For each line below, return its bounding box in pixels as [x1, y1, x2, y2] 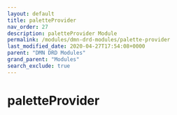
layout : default [7, 10, 55, 18]
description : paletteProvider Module [7, 29, 118, 37]
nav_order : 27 [7, 23, 49, 30]
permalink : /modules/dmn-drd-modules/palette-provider [7, 36, 171, 43]
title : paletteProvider [7, 17, 77, 24]
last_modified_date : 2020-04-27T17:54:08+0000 [7, 43, 146, 50]
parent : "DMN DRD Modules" [7, 50, 86, 57]
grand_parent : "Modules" [7, 56, 80, 63]
